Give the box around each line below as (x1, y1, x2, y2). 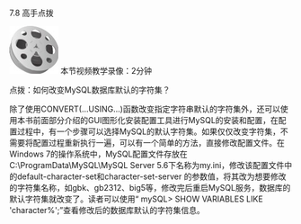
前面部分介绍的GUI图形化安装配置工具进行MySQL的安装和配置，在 (32, 114, 279, 125)
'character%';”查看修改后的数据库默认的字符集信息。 (9, 204, 205, 215)
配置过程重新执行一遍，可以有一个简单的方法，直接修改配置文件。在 (32, 137, 285, 148)
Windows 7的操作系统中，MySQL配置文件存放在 (9, 148, 189, 159)
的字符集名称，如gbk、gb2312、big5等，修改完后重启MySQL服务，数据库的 (9, 182, 291, 193)
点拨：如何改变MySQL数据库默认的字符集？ (9, 84, 171, 95)
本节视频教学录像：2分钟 (59, 65, 153, 76)
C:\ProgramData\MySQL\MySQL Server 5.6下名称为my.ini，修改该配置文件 (9, 159, 285, 170)
